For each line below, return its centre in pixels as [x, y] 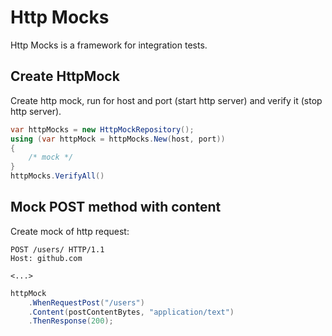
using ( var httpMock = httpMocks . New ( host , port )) [118, 139]
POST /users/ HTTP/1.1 [57, 249]
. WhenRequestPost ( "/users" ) [86, 302]
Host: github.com [46, 258]
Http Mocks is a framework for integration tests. [109, 45]
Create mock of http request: [70, 231]
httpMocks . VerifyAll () [57, 176]
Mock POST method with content [116, 207]
